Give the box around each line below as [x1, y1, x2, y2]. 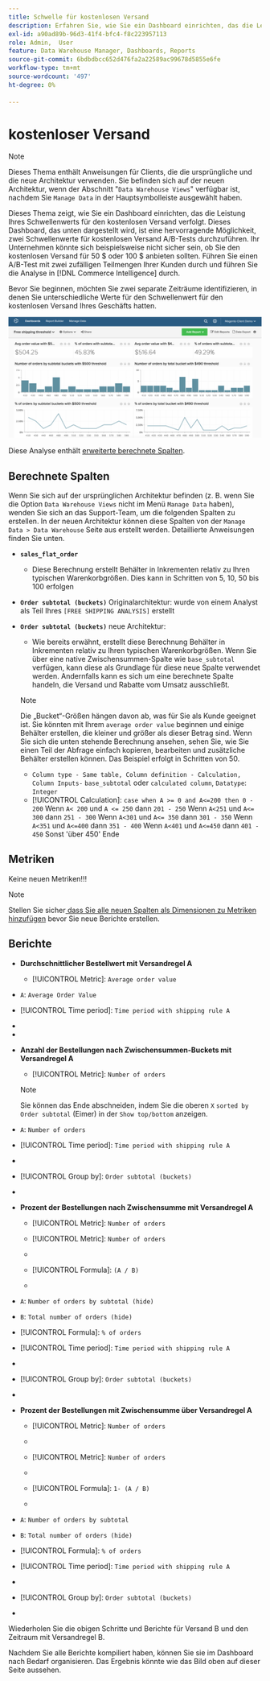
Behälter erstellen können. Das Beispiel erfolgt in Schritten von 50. [19, 754, 240, 763]
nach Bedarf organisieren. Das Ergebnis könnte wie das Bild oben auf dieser [8, 1656, 261, 1666]
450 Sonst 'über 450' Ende [31, 829, 120, 839]
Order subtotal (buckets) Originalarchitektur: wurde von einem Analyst [19, 597, 259, 607]
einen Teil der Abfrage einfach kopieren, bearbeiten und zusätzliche [19, 745, 246, 754]
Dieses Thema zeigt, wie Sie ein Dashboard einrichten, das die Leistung [8, 209, 246, 218]
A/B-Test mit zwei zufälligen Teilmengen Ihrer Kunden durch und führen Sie [8, 260, 259, 270]
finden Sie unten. [8, 533, 65, 543]
